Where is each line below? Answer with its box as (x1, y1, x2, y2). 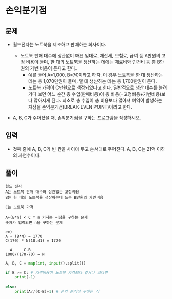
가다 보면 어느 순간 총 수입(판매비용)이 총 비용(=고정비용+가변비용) (28, 91, 162, 97)
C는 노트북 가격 (5, 204, 34, 210)
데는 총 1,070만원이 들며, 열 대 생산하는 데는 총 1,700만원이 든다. (28, 78, 157, 84)
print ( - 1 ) (14, 275, 36, 280)
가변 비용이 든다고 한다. (30, 65, 77, 71)
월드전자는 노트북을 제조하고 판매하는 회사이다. (12, 42, 107, 47)
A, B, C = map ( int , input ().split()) (5, 260, 86, 266)
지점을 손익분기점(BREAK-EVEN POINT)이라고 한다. (28, 104, 132, 110)
